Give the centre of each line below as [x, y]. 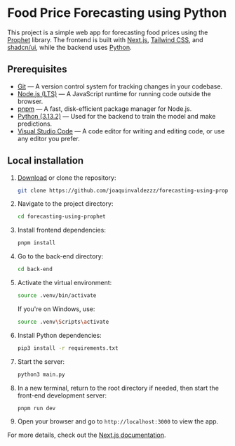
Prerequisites [37, 69]
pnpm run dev [36, 408]
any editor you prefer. [49, 138]
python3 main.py [41, 374]
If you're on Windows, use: [56, 309]
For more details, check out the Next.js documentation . [87, 435]
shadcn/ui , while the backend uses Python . [69, 47]
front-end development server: [62, 395]
